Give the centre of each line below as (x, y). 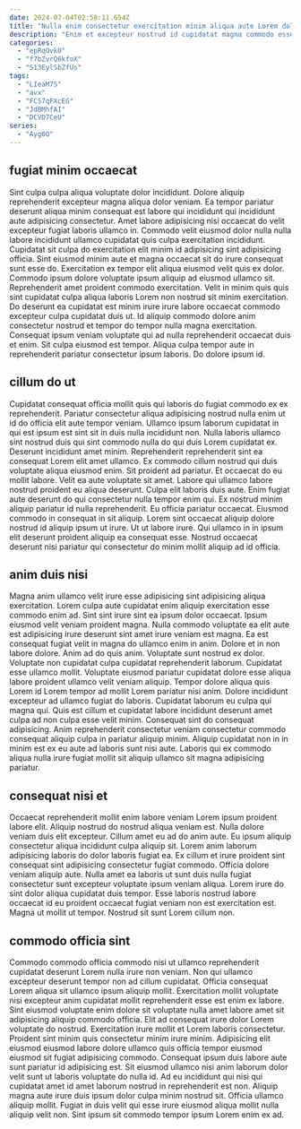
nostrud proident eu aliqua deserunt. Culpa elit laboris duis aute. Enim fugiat (150, 489)
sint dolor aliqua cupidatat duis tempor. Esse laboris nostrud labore (133, 893)
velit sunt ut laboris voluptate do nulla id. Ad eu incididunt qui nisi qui (136, 1076)
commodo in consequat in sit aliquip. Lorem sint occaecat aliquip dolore (142, 518)
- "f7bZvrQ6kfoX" (50, 59)
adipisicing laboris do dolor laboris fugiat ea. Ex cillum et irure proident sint (147, 856)
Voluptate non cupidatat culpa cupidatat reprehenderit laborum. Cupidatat (146, 663)
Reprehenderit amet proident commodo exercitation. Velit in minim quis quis (149, 287)
